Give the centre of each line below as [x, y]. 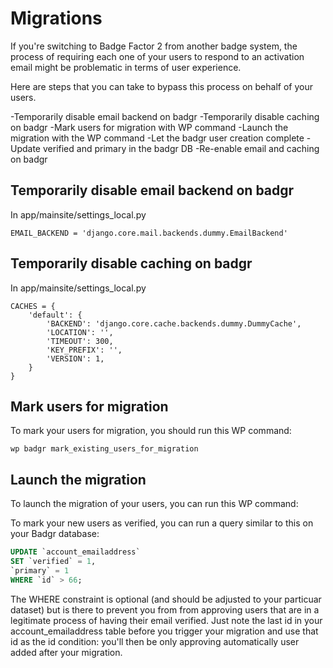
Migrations [56, 18]
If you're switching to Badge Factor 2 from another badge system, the [154, 46]
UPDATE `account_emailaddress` [75, 552]
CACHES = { [33, 306]
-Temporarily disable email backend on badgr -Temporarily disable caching [165, 116]
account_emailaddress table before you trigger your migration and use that [164, 631]
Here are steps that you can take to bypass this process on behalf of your [161, 86]
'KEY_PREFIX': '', [84, 350]
